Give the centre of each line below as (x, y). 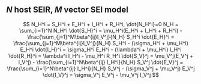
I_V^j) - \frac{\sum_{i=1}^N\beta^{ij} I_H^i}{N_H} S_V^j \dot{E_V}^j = (101, 62)
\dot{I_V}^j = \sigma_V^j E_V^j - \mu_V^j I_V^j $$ (101, 74)
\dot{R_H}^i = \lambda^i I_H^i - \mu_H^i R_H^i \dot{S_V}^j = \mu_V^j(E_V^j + (101, 55)
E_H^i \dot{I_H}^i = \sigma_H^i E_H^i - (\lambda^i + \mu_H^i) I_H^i (101, 49)
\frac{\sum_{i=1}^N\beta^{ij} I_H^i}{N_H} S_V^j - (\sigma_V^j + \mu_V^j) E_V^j (101, 69)
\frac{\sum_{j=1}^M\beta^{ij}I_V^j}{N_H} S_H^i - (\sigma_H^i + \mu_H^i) (101, 43)
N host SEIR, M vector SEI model (67, 10)
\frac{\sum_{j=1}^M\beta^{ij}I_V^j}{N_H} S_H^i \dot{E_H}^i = (101, 37)
